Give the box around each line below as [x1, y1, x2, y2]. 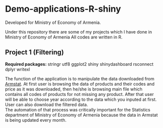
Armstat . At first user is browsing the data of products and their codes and [5, 81, 155, 87]
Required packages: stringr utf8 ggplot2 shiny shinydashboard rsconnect [5, 61, 154, 67]
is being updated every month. [5, 117, 67, 123]
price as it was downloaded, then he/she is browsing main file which [5, 86, 143, 92]
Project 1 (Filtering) [5, 48, 64, 56]
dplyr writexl [5, 66, 30, 72]
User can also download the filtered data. [5, 101, 88, 108]
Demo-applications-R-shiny [5, 3, 121, 15]
